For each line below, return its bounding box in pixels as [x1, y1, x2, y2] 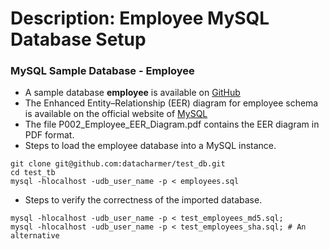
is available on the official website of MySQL [24, 108, 208, 120]
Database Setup [10, 28, 147, 51]
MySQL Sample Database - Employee [10, 64, 195, 78]
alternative [10, 231, 60, 241]
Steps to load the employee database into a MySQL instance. [24, 140, 277, 152]
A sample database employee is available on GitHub [24, 87, 241, 99]
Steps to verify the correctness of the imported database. [24, 194, 263, 206]
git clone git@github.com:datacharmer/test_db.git [10, 159, 226, 169]
